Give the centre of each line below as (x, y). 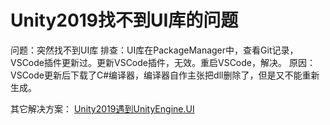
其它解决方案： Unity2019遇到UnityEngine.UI (102, 108)
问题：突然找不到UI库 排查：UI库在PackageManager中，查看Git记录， (154, 50)
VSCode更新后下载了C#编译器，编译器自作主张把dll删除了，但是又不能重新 (165, 75)
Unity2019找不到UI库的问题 (124, 20)
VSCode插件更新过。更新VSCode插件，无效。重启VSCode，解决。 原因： (163, 62)
